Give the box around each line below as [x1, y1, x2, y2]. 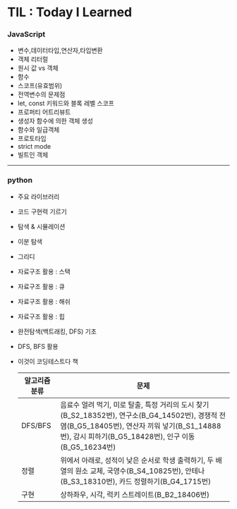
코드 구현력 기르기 [17, 207, 67, 216]
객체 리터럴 [17, 55, 49, 63]
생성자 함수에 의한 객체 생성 [17, 117, 94, 125]
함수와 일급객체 [17, 125, 60, 134]
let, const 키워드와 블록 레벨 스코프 [17, 99, 114, 108]
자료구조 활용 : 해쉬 [17, 297, 71, 305]
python [7, 176, 33, 185]
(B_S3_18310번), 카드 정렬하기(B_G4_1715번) [59, 477, 212, 486]
